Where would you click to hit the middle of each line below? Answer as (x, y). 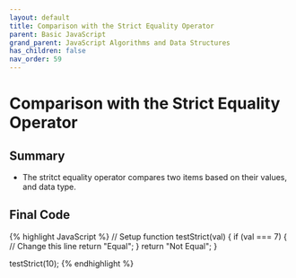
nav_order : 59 (36, 59)
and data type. (49, 187)
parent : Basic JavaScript (57, 34)
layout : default (39, 17)
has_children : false (48, 51)
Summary (37, 156)
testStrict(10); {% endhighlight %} (72, 263)
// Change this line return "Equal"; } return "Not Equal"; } (113, 246)
